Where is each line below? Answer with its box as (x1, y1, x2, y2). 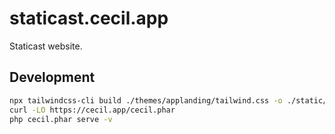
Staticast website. (9, 40, 83, 52)
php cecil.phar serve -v (9, 114, 113, 124)
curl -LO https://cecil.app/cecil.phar (9, 105, 176, 115)
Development (9, 69, 96, 86)
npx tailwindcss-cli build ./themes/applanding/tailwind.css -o (9, 95, 283, 106)
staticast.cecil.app (9, 7, 169, 30)
